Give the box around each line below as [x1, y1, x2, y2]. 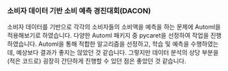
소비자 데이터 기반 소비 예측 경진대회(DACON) [7, 5, 151, 15]
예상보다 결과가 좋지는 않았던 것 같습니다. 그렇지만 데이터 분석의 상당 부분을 [16, 48, 219, 57]
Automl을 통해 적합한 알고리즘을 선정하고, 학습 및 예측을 [38, 40, 189, 48]
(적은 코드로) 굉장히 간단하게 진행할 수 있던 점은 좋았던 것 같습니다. [7, 57, 187, 66]
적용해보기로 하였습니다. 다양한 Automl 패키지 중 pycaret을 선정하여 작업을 [7, 31, 209, 40]
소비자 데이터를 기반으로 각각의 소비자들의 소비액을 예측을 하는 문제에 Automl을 [7, 23, 221, 31]
